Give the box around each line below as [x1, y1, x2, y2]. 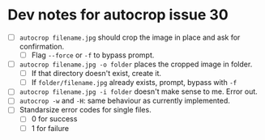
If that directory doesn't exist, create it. [31, 69, 162, 78]
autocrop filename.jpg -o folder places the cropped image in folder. [19, 59, 253, 70]
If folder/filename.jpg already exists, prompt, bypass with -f [31, 78, 237, 87]
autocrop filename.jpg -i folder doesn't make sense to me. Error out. [19, 87, 259, 96]
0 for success [31, 114, 78, 124]
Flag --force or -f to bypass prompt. [31, 50, 155, 60]
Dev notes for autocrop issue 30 [7, 6, 229, 24]
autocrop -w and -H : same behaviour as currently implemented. [19, 95, 230, 106]
